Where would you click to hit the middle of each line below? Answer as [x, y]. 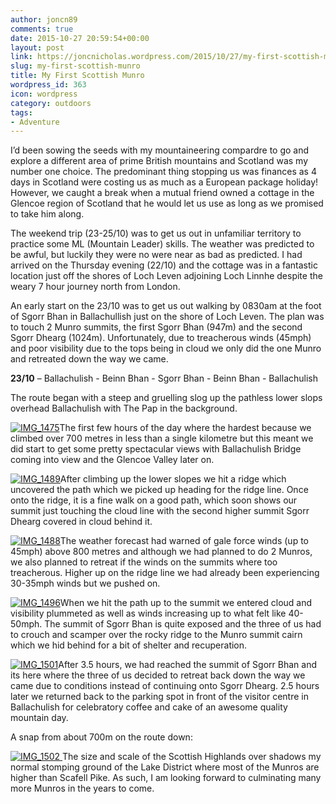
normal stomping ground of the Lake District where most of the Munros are [165, 767]
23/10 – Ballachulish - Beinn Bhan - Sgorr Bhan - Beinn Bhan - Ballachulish [164, 378]
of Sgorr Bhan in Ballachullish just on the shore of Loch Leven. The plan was [167, 317]
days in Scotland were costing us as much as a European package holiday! [164, 182]
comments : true [42, 29]
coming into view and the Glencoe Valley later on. [112, 460]
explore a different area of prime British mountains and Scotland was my [159, 161]
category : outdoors [51, 103]
